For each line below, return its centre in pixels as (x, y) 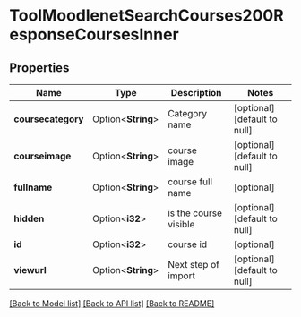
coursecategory (49, 119)
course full (190, 182)
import (181, 276)
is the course (194, 213)
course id (187, 244)
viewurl (30, 270)
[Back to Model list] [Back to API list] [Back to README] (112, 304)
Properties (39, 68)
